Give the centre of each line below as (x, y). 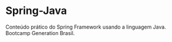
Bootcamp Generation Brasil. (40, 33)
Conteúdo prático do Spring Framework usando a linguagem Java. (86, 27)
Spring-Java (36, 11)
